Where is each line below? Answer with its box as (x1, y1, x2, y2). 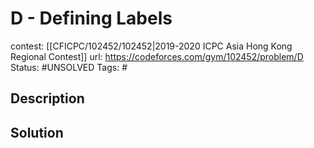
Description (10, 90, 85, 107)
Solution (10, 124, 64, 141)
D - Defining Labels (10, 7, 173, 30)
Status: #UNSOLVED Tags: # (10, 61, 128, 73)
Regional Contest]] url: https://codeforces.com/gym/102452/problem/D (10, 50, 304, 62)
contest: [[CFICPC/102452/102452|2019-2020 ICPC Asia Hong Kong (10, 40, 293, 52)
